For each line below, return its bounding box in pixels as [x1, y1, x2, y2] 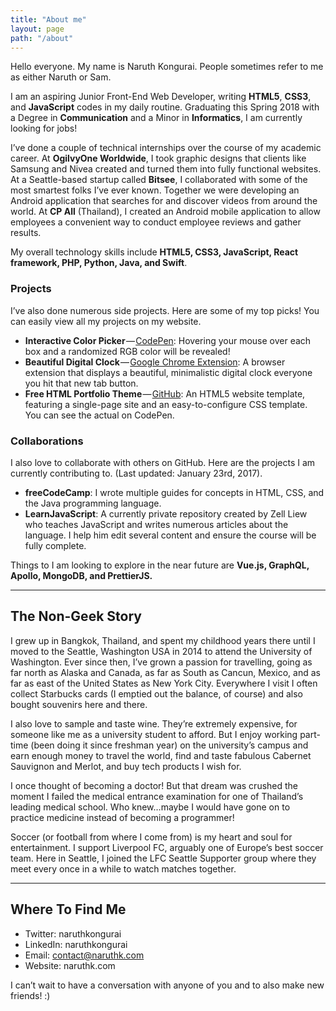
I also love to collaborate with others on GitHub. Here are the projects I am [10, 456, 316, 468]
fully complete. [24, 539, 87, 551]
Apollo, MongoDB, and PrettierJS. [10, 569, 153, 581]
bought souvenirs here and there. [10, 698, 148, 710]
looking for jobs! [10, 122, 78, 135]
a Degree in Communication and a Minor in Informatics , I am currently [10, 112, 303, 124]
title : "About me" [10, 14, 87, 25]
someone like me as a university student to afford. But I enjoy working [10, 728, 298, 740]
